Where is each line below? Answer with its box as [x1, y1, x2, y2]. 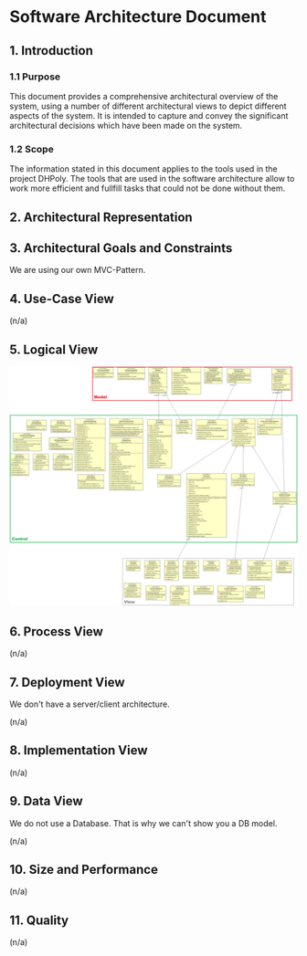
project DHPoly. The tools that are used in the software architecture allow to [9, 173, 295, 184]
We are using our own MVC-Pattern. [9, 265, 146, 276]
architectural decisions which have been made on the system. [9, 120, 243, 131]
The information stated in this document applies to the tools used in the [9, 163, 278, 174]
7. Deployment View [9, 674, 125, 690]
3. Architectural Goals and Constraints [9, 240, 233, 256]
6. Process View [9, 624, 103, 639]
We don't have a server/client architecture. [9, 699, 171, 709]
